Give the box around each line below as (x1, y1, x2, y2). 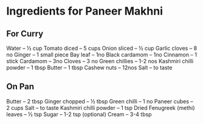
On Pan (6, 81, 35, 92)
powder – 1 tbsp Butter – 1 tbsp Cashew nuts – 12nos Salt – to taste (6, 64, 173, 71)
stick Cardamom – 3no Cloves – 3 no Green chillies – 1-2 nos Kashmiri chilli (6, 58, 194, 64)
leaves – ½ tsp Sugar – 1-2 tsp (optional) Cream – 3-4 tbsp (6, 111, 152, 118)
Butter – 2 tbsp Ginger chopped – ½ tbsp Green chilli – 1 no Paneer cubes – (6, 97, 193, 105)
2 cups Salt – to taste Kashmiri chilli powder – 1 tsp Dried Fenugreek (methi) (6, 104, 196, 111)
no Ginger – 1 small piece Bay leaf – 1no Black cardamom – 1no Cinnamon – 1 (6, 51, 198, 58)
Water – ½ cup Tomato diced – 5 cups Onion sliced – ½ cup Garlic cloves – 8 (6, 44, 198, 52)
